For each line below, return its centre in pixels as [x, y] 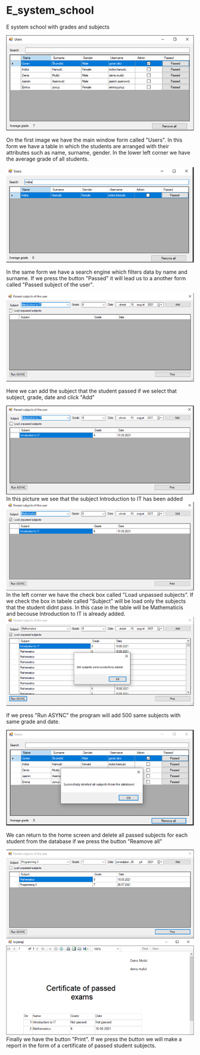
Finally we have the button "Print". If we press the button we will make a [94, 1039]
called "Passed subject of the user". [50, 284]
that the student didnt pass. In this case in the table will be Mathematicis [95, 607]
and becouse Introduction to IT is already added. [66, 613]
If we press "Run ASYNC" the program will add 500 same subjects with [93, 715]
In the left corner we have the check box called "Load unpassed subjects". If [100, 594]
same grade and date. [33, 721]
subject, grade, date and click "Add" [51, 397]
